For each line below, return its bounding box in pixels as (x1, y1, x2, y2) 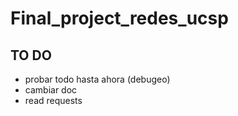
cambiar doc (24, 84, 78, 96)
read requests (24, 95, 83, 106)
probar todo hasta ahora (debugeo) (24, 73, 171, 85)
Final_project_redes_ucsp (10, 7, 229, 30)
